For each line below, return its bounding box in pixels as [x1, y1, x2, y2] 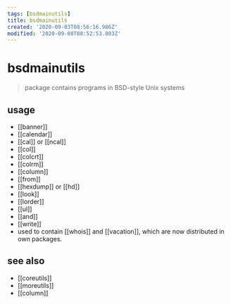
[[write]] [17, 220, 42, 228]
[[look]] [17, 190, 40, 198]
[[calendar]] [17, 130, 53, 138]
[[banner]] [17, 122, 48, 131]
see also [7, 255, 45, 267]
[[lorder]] [17, 198, 44, 205]
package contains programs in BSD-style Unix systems [24, 84, 185, 92]
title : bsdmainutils [7, 17, 68, 24]
